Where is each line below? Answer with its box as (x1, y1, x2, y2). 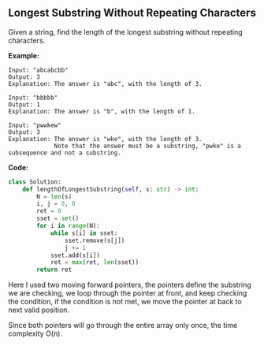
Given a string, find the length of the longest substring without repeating (8, 27, 243, 36)
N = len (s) (36, 192, 73, 200)
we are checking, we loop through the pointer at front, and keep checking (8, 288, 247, 298)
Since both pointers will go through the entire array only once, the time (8, 321, 238, 330)
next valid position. (8, 305, 69, 314)
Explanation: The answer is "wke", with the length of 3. (8, 135, 203, 143)
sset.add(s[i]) (50, 251, 101, 259)
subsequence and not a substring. (8, 149, 122, 157)
